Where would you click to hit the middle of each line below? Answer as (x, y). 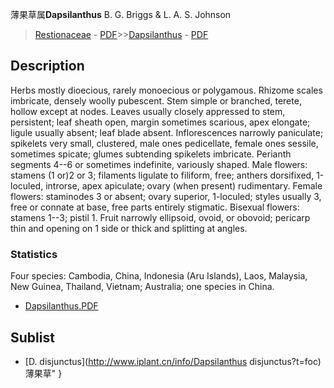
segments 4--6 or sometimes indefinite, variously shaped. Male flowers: (159, 164)
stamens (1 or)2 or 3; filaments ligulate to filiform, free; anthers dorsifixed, (162, 175)
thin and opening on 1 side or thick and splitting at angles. (129, 228)
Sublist (32, 337)
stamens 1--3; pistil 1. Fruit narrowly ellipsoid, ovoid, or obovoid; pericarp (160, 217)
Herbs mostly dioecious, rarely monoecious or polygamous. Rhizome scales (166, 90)
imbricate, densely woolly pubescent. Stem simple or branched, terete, (156, 100)
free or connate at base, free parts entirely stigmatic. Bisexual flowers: (155, 207)
